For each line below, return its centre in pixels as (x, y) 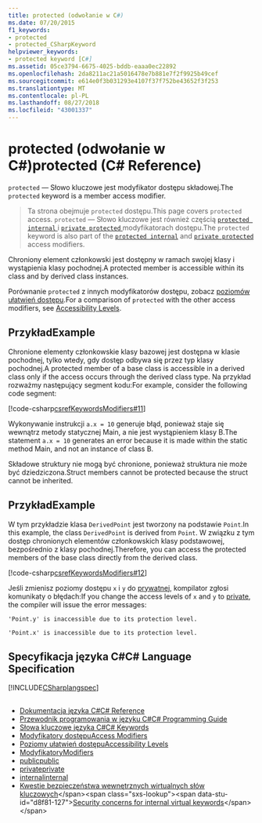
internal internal (44, 777)
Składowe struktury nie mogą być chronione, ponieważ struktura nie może (128, 464)
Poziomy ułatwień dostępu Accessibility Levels (94, 744)
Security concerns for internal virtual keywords (149, 802)
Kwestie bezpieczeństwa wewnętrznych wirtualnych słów (112, 785)
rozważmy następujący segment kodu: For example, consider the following (128, 384)
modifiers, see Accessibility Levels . (65, 308)
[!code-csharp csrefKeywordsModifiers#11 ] (77, 408)
